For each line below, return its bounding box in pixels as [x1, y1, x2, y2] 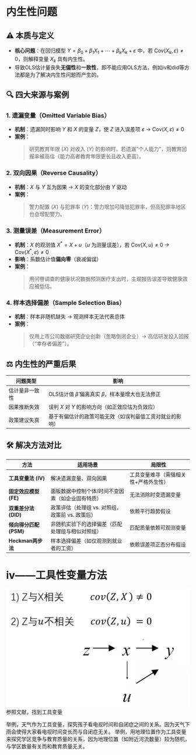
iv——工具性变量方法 [6, 569, 107, 582]
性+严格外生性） [129, 478, 169, 485]
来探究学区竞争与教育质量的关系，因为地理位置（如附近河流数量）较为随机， [6, 735, 190, 742]
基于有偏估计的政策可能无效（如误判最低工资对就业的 [48, 413, 177, 420]
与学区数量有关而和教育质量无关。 [6, 743, 88, 750]
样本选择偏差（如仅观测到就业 [50, 537, 123, 544]
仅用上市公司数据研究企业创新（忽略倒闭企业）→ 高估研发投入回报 [29, 333, 189, 340]
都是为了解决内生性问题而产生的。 [19, 71, 102, 78]
